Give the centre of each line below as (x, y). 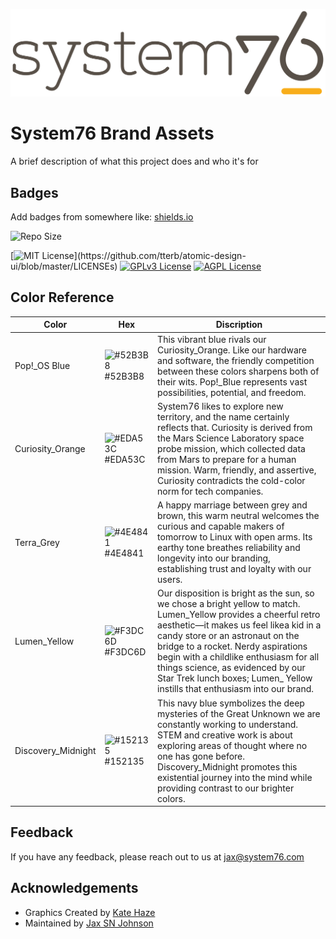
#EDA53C (125, 459)
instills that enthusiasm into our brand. (236, 689)
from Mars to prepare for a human (227, 459)
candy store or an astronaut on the (228, 636)
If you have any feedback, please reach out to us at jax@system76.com (157, 856)
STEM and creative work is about (225, 735)
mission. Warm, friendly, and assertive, (237, 470)
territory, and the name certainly (223, 416)
